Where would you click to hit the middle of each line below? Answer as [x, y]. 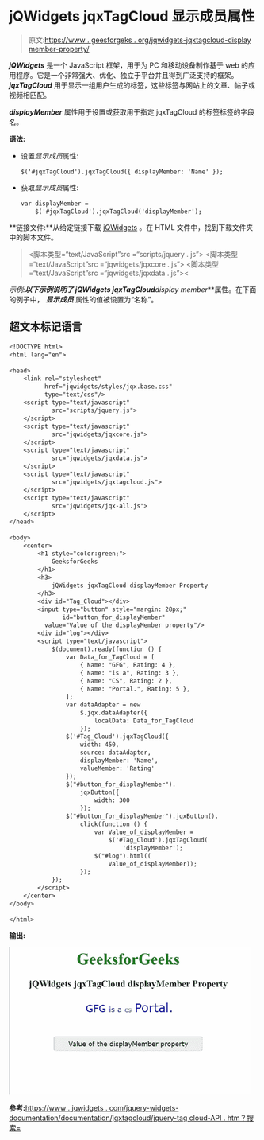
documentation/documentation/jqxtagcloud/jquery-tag [98, 1118]
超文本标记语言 [46, 327]
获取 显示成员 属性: [49, 187]
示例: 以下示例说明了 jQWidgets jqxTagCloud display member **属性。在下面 [133, 289]
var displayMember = [54, 204]
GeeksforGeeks [75, 562]
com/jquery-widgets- [144, 1107]
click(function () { [114, 824]
